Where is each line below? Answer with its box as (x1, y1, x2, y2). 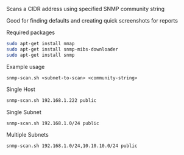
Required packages (6, 29, 55, 36)
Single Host (6, 85, 35, 93)
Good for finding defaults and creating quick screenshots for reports (6, 17, 179, 24)
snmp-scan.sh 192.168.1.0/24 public (6, 120, 99, 126)
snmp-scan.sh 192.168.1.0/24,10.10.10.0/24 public (6, 143, 138, 149)
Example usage (6, 63, 45, 70)
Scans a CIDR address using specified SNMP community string (6, 5, 165, 12)
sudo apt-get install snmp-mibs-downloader (6, 46, 119, 52)
